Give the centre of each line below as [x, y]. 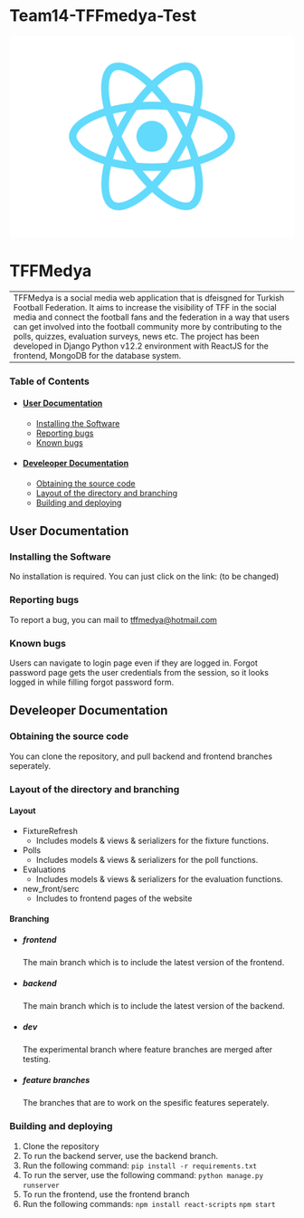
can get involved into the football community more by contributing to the [147, 326]
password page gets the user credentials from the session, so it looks [139, 673]
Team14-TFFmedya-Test [103, 16]
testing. [37, 1060]
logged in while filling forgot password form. [92, 682]
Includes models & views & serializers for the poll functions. [147, 859]
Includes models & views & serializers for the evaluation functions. [159, 878]
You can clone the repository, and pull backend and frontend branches [141, 756]
